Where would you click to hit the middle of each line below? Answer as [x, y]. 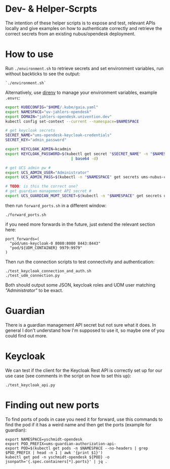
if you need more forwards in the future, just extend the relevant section [80, 224]
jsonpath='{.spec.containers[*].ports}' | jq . [56, 461]
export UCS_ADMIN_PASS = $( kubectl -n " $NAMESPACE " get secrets [72, 177]
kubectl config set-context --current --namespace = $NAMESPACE [72, 121]
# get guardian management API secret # [49, 191]
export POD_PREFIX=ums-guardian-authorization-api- [61, 444]
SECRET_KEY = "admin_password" [36, 140]
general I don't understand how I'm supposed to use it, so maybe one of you [85, 330]
